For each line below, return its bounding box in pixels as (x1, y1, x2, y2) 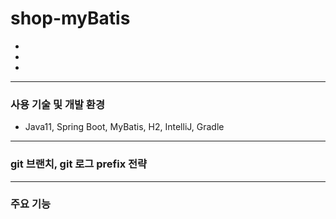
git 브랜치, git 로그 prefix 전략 (10, 157, 148, 171)
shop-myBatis (10, 7, 131, 30)
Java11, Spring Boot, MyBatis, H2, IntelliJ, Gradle (24, 121, 225, 133)
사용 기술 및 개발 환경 (10, 97, 105, 111)
